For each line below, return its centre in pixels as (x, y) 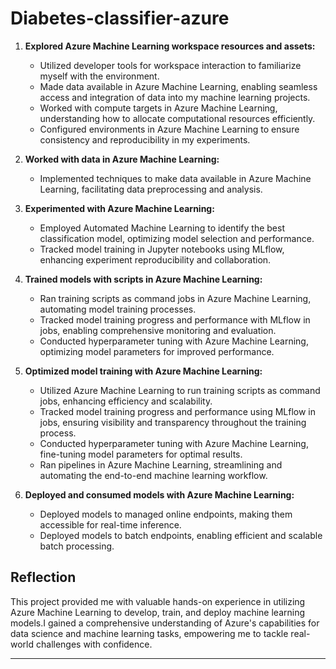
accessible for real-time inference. (110, 524)
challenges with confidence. (94, 644)
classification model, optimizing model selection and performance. (177, 238)
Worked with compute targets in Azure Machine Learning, (158, 108)
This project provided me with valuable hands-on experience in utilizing (158, 601)
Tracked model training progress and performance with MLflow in (175, 319)
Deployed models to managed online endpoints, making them (166, 514)
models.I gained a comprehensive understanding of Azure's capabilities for (165, 623)
